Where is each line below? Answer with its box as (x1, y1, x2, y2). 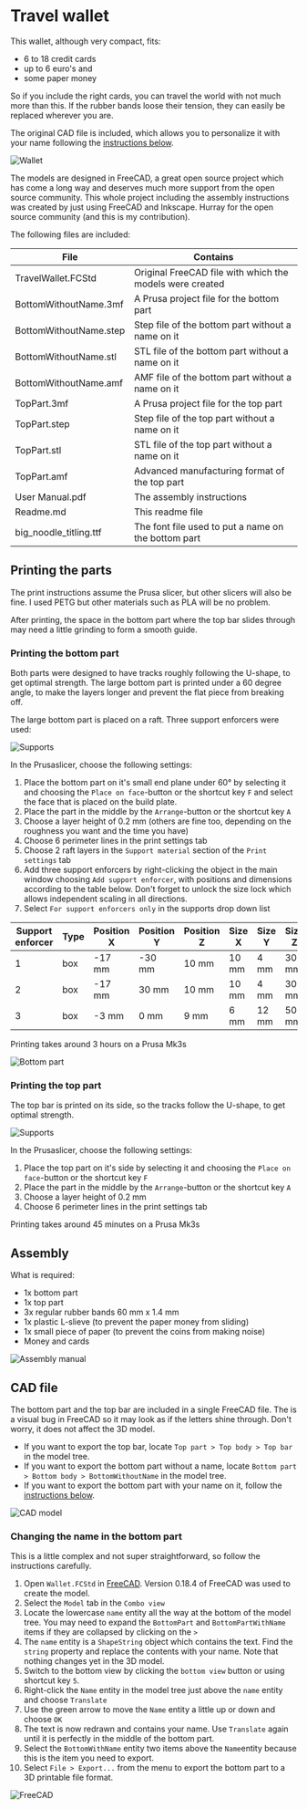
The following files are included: (10, 229, 131, 240)
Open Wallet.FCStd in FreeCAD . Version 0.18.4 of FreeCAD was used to (23, 1578, 291, 1589)
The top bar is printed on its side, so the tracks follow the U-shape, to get (10, 1100, 286, 1111)
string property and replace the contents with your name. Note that (23, 1646, 279, 1657)
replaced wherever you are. (10, 109, 114, 120)
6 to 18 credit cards (23, 53, 97, 64)
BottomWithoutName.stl (15, 350, 118, 363)
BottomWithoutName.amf (15, 376, 124, 389)
